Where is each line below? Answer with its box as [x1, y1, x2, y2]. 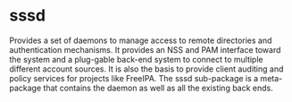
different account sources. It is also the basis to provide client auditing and [9, 64, 284, 74]
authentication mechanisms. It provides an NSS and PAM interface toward [9, 44, 281, 55]
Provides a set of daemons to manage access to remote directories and [9, 35, 272, 46]
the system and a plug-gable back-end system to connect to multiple [9, 54, 263, 64]
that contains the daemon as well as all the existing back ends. [43, 82, 274, 93]
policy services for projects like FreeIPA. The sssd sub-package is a [9, 72, 259, 83]
